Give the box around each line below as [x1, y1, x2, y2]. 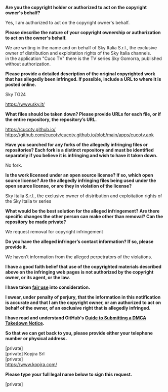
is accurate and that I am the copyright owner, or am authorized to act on [5, 299, 161, 306]
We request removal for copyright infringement [5, 229, 103, 234]
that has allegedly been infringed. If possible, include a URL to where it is [5, 76, 161, 82]
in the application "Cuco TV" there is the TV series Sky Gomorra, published [5, 55, 162, 62]
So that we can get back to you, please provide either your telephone [5, 330, 153, 336]
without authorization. [5, 61, 51, 67]
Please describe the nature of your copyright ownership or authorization [5, 29, 161, 35]
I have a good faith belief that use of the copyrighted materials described [5, 264, 162, 269]
